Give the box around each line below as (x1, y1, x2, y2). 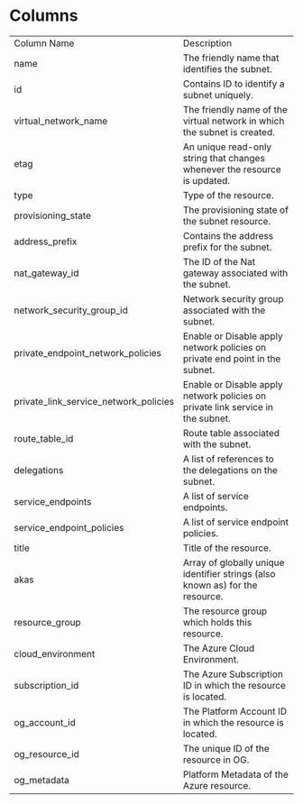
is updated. (182, 174, 231, 187)
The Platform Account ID (182, 705, 288, 717)
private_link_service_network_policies (14, 395, 174, 407)
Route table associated (182, 426, 280, 439)
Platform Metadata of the (182, 768, 289, 781)
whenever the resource (182, 163, 281, 176)
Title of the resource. (182, 542, 272, 554)
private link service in (182, 400, 273, 413)
